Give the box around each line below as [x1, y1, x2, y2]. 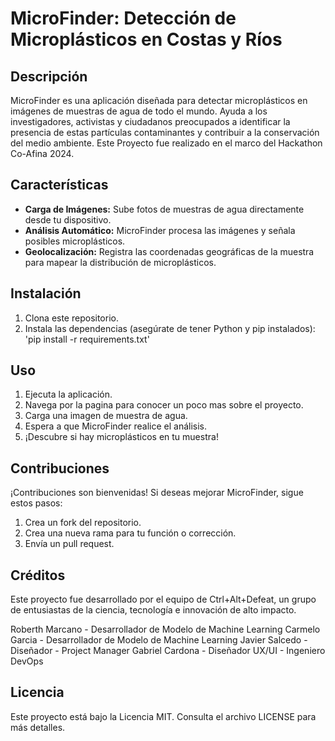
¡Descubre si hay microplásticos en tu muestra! [24, 431, 219, 443]
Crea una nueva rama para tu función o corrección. [24, 527, 237, 539]
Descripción [10, 68, 88, 85]
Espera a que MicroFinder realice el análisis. [24, 420, 208, 432]
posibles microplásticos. [24, 235, 126, 247]
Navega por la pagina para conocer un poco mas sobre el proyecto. [24, 399, 304, 411]
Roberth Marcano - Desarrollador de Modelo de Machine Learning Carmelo [10, 623, 321, 636]
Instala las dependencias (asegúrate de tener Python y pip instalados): [24, 322, 316, 334]
